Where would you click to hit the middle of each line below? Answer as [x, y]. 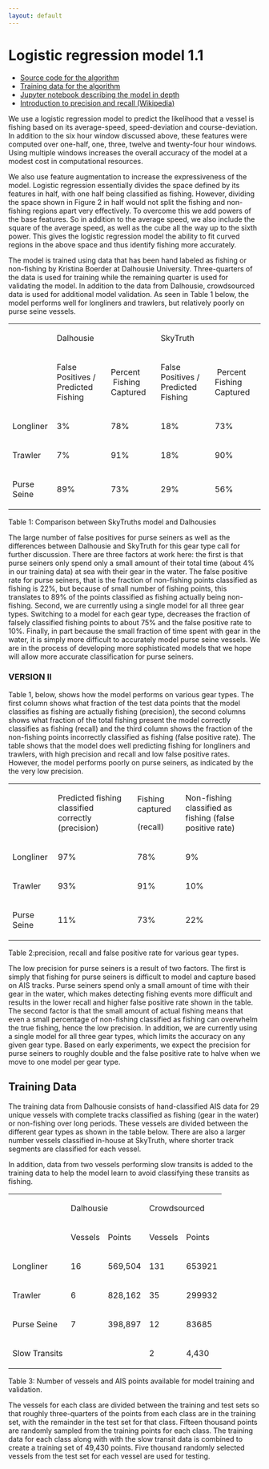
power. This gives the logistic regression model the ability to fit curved [124, 236]
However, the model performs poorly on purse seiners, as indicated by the [131, 762]
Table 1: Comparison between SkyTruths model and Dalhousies [112, 522]
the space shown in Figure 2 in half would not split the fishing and [117, 202]
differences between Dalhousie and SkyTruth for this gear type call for [124, 546]
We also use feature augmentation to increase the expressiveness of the [128, 176]
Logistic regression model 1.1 [106, 55]
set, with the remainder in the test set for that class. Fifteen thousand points [133, 1422]
